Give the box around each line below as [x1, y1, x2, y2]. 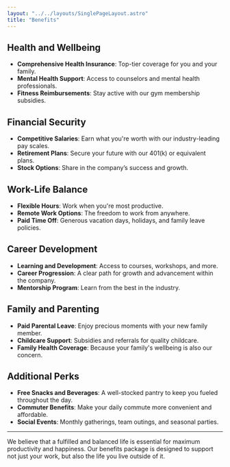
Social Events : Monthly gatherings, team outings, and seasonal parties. [16, 418, 219, 426]
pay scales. [16, 142, 50, 150]
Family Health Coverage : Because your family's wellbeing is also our [16, 344, 212, 352]
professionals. [16, 82, 57, 90]
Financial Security [7, 116, 87, 128]
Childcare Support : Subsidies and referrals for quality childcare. [16, 336, 199, 344]
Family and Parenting [7, 303, 99, 315]
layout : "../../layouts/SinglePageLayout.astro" [7, 10, 149, 17]
